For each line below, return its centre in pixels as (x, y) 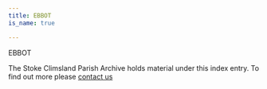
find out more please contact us (61, 76)
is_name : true (32, 23)
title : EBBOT (30, 15)
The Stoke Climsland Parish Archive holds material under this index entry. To (134, 68)
